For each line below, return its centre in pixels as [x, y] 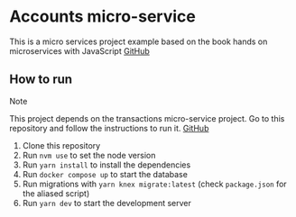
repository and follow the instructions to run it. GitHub [109, 128]
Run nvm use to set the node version [89, 155]
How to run [41, 80]
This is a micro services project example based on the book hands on [139, 41]
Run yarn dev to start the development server [107, 203]
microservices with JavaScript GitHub [80, 50]
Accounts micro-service [102, 17]
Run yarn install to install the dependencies [106, 165]
